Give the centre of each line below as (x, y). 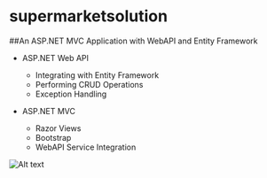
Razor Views (58, 128)
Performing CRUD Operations (89, 84)
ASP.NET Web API (55, 58)
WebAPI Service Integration (86, 147)
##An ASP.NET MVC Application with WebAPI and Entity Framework (134, 41)
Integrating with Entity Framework (97, 75)
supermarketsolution (89, 16)
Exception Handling (71, 94)
